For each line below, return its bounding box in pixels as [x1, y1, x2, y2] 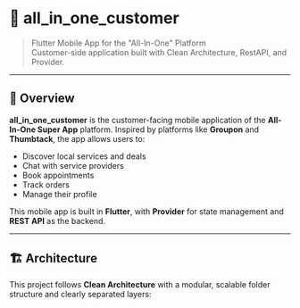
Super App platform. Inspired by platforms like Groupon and [37, 124, 260, 135]
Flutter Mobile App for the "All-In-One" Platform [30, 37, 207, 48]
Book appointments [21, 170, 95, 180]
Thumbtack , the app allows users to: [9, 133, 146, 144]
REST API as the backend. [9, 215, 105, 226]
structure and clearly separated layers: [9, 288, 152, 299]
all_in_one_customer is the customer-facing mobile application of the [9, 114, 266, 125]
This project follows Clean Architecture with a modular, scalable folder [9, 279, 271, 289]
